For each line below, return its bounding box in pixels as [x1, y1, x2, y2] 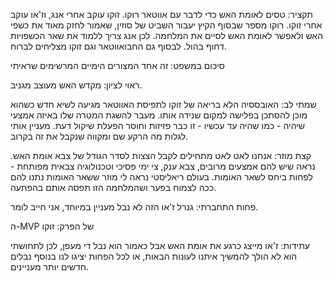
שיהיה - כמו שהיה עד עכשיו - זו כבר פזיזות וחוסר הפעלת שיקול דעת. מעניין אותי [10, 120, 306, 131]
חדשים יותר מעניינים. [10, 261, 90, 273]
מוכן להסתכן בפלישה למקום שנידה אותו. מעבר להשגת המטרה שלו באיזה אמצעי [10, 109, 308, 121]
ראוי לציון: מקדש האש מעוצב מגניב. [10, 79, 143, 91]
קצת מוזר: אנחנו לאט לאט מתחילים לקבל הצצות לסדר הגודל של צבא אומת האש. [10, 150, 312, 161]
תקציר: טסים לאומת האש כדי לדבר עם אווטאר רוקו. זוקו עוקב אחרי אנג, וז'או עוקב [10, 9, 313, 20]
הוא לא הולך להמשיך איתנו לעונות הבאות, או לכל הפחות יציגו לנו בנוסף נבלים [10, 250, 298, 262]
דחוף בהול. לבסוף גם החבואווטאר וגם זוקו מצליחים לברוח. [10, 40, 227, 52]
